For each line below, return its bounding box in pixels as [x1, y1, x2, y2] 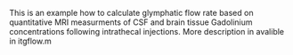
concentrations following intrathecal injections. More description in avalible [9, 27, 285, 36]
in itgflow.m [9, 35, 52, 46]
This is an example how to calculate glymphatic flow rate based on [9, 8, 254, 18]
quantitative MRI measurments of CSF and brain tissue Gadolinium [9, 17, 253, 27]
